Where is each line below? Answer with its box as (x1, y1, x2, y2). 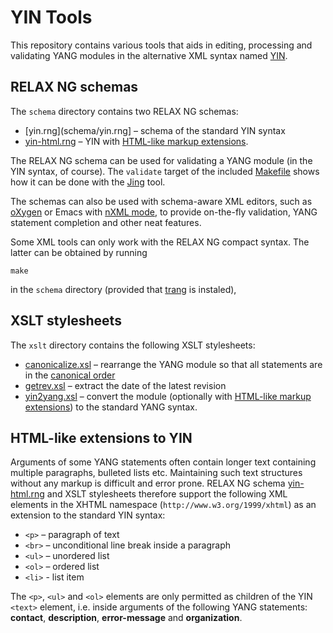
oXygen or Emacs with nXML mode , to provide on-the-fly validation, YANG (10, 206, 318, 218)
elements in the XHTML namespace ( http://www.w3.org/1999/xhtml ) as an (10, 499, 317, 511)
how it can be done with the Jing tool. (10, 176, 166, 188)
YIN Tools (10, 6, 93, 29)
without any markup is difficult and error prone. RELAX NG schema (10, 477, 286, 490)
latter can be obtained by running (10, 246, 148, 258)
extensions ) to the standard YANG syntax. (24, 401, 198, 413)
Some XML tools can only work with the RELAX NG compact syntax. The (10, 236, 310, 248)
